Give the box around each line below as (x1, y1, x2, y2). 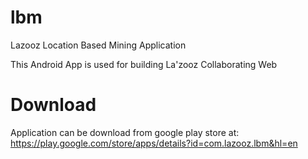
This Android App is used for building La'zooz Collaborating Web (10, 58, 278, 70)
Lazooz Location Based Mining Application (10, 39, 187, 51)
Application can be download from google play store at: (10, 126, 240, 138)
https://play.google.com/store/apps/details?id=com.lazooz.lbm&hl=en (10, 137, 298, 149)
